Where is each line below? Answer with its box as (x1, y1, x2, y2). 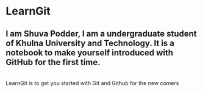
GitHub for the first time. (5, 57, 101, 67)
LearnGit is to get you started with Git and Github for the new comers (5, 80, 179, 86)
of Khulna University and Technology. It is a (5, 38, 175, 48)
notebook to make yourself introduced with (5, 47, 174, 58)
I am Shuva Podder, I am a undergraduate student (5, 29, 198, 39)
